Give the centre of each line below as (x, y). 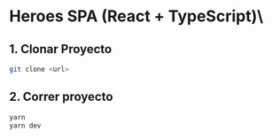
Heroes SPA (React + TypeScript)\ (136, 16)
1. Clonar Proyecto (61, 49)
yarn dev (25, 126)
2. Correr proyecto (61, 97)
